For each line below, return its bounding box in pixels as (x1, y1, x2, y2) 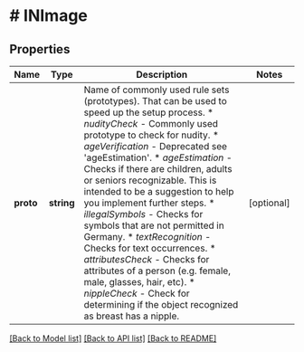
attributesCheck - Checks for (83, 253, 210, 265)
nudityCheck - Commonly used (83, 118, 219, 129)
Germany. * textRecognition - (83, 231, 211, 243)
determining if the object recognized (83, 299, 239, 310)
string (48, 196, 75, 209)
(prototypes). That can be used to (83, 95, 228, 107)
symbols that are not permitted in (83, 219, 224, 232)
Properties (9, 42, 71, 57)
